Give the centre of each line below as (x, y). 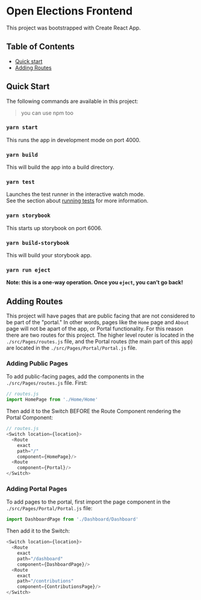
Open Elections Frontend (70, 11)
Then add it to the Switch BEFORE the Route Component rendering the (94, 411)
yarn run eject (29, 270)
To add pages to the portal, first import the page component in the (88, 502)
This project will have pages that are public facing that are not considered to (101, 316)
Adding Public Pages (37, 364)
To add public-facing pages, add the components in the (75, 377)
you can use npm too (47, 113)
